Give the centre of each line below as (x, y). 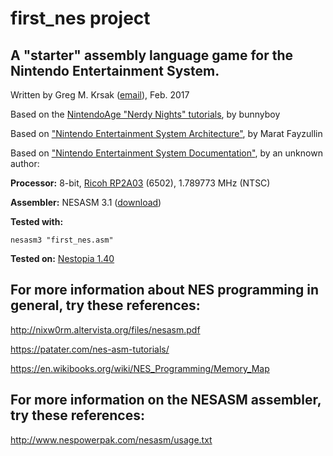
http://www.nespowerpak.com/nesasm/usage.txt (111, 439)
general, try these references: (105, 305)
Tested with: (37, 221)
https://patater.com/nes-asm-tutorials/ (90, 349)
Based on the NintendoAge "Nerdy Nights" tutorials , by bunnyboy (145, 114)
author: (25, 163)
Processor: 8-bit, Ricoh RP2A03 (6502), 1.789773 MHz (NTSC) (140, 183)
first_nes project (80, 18)
